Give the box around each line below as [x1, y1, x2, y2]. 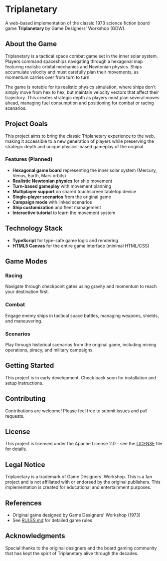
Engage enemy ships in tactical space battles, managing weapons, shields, [5, 312, 159, 318]
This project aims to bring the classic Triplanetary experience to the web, [5, 133, 156, 139]
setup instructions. [5, 380, 44, 386]
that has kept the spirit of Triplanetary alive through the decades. [5, 550, 139, 556]
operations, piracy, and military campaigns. [5, 347, 94, 353]
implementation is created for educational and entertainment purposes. [5, 484, 152, 490]
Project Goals [5, 120, 48, 128]
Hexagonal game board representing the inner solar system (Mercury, [12, 167, 157, 173]
